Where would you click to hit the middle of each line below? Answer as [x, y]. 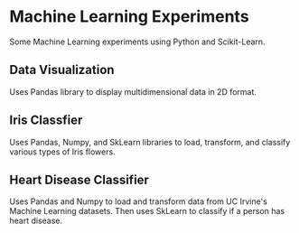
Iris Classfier [46, 121]
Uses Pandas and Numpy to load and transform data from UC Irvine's [139, 201]
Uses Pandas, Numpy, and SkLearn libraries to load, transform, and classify [150, 142]
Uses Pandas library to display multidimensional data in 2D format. [133, 91]
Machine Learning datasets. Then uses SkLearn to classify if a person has [147, 211]
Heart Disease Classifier [79, 179]
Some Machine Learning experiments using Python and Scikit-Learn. [137, 42]
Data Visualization [62, 70]
